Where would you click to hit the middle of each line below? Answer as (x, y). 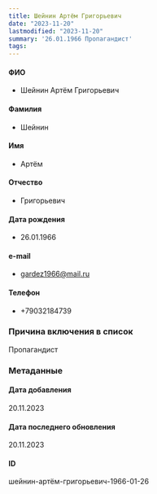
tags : (17, 46)
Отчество (26, 182)
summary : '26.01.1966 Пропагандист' (70, 39)
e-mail (20, 256)
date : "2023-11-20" (41, 24)
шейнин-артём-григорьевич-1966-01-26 (78, 482)
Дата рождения (37, 219)
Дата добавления (40, 390)
